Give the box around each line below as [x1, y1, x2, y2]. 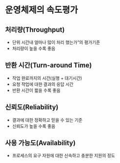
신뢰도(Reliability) [5, 103, 59, 112]
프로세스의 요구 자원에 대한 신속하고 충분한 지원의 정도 [12, 153, 116, 159]
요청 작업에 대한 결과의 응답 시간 [12, 81, 74, 87]
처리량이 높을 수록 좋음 [12, 46, 56, 51]
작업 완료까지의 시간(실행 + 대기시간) [12, 75, 82, 81]
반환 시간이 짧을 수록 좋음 [12, 87, 61, 93]
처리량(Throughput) [5, 25, 65, 34]
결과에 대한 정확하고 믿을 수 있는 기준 [12, 117, 83, 123]
